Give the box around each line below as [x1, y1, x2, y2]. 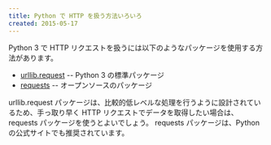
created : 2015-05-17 [8, 19, 79, 28]
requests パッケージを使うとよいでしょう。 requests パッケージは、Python [8, 117, 260, 127]
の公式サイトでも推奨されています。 [8, 127, 129, 138]
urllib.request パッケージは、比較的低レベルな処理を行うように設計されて [8, 97, 254, 107]
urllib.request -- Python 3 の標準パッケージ [20, 70, 165, 79]
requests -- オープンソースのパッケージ [20, 80, 153, 90]
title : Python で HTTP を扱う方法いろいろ [8, 11, 142, 20]
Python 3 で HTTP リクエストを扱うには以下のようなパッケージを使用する [8, 42, 256, 53]
